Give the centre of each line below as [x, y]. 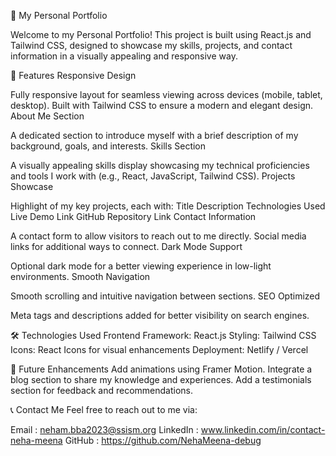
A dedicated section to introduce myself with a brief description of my [154, 135]
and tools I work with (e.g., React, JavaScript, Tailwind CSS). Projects [153, 176]
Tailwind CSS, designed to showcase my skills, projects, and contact [151, 45]
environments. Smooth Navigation [80, 276]
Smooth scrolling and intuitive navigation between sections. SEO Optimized [165, 296]
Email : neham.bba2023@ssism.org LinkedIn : [104, 429]
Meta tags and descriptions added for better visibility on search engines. [160, 315]
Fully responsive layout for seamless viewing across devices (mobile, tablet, [166, 94]
